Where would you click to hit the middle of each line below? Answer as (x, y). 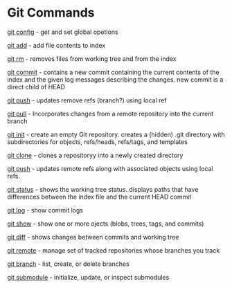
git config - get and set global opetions (63, 32)
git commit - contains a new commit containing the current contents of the (113, 72)
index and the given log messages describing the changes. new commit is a (115, 79)
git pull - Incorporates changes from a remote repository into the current (110, 114)
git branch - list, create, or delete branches (68, 264)
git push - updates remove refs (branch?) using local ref (87, 100)
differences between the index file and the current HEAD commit (99, 197)
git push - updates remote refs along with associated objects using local (110, 168)
